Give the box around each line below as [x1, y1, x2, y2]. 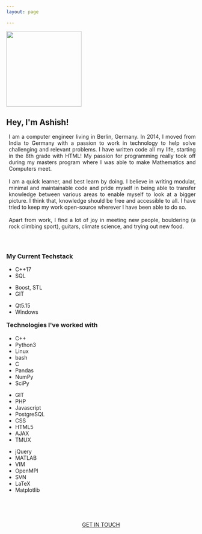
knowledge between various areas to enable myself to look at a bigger [8, 191, 196, 198]
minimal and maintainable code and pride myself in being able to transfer [8, 185, 196, 192]
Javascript [14, 404, 41, 411]
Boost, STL [14, 284, 43, 291]
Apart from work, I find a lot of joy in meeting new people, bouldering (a [8, 217, 196, 224]
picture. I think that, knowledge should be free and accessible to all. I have [8, 197, 196, 205]
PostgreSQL [14, 410, 45, 418]
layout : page [6, 8, 39, 15]
